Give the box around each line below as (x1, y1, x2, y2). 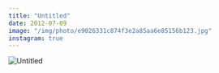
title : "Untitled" (8, 11, 71, 20)
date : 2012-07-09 (8, 19, 67, 27)
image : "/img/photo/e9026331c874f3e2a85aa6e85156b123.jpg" (8, 26, 213, 34)
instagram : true (8, 34, 63, 43)
